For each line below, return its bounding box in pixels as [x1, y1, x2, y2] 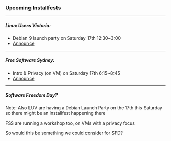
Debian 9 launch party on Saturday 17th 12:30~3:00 [12, 35, 121, 41]
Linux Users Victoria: [5, 22, 51, 28]
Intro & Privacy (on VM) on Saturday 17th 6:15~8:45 [12, 70, 121, 76]
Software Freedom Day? [5, 91, 58, 98]
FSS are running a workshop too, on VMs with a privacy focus [5, 120, 135, 126]
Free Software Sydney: [5, 57, 55, 63]
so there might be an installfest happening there [5, 110, 106, 116]
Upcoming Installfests [5, 4, 61, 11]
